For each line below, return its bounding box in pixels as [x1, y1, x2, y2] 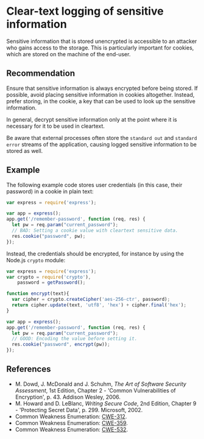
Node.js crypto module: [6, 256, 66, 264]
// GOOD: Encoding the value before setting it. [12, 336, 138, 342]
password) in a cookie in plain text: [6, 188, 94, 195]
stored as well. [6, 147, 43, 154]
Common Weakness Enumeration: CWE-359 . [15, 419, 128, 426]
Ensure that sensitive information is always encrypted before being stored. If [6, 84, 198, 92]
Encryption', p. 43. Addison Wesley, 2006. [15, 393, 121, 400]
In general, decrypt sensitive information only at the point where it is [6, 116, 178, 123]
